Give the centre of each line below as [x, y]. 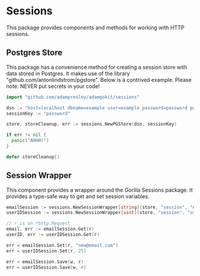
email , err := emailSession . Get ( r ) [50, 229]
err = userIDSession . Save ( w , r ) [46, 267]
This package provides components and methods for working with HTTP [95, 27]
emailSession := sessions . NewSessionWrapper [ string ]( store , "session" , [97, 207]
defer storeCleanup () [33, 157]
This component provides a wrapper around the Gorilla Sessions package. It [100, 190]
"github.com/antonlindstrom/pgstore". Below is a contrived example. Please [99, 79]
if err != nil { [26, 135]
